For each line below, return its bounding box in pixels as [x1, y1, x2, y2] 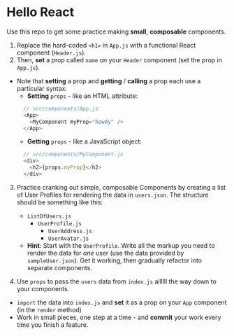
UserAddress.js [47, 227, 92, 234]
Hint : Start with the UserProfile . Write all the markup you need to [27, 241, 215, 249]
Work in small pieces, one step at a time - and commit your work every [16, 313, 221, 321]
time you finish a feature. [16, 320, 89, 329]
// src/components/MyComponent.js [23, 151, 124, 158]
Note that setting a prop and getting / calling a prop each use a [16, 76, 201, 85]
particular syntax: [16, 84, 68, 92]
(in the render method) [16, 305, 82, 314]
